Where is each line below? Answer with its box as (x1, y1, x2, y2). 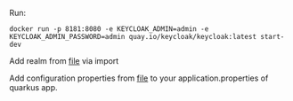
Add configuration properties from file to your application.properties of (9, 73, 269, 83)
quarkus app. (9, 82, 58, 92)
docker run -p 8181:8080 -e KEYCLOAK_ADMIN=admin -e (9, 25, 209, 34)
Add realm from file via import (9, 56, 119, 66)
